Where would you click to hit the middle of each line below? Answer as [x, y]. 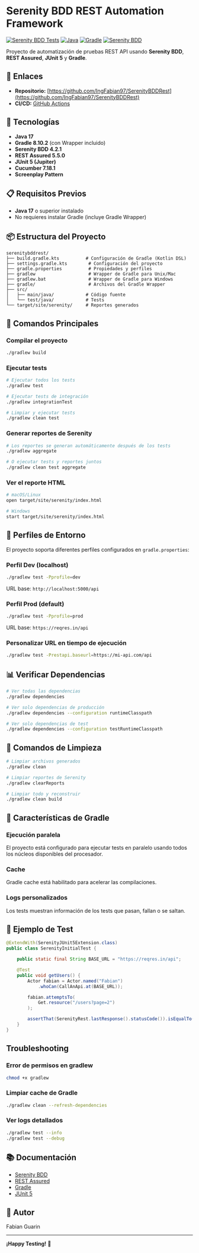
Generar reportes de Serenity [49, 434]
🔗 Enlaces [25, 76]
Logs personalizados [37, 898]
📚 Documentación [41, 1157]
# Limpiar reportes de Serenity [46, 777]
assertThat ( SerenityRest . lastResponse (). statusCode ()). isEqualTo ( [111, 1019]
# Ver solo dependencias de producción [55, 707]
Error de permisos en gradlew [50, 1065]
